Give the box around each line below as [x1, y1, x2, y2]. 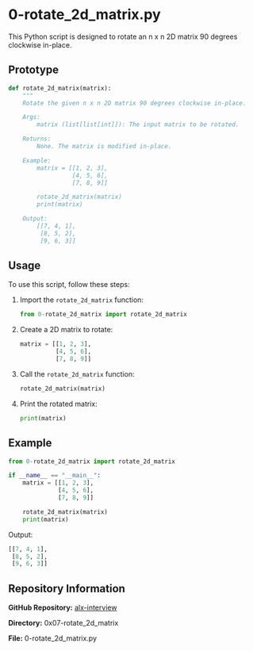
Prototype [8, 63, 59, 77]
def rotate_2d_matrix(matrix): [8, 84, 112, 92]
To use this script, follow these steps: [8, 280, 130, 289]
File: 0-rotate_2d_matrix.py [8, 634, 98, 643]
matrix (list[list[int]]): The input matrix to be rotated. [36, 121, 240, 128]
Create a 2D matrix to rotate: [19, 325, 113, 335]
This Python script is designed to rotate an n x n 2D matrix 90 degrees [8, 32, 238, 41]
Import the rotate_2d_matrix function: [19, 295, 144, 304]
